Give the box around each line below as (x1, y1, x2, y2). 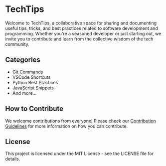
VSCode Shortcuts (12, 74, 51, 80)
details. (5, 156, 20, 162)
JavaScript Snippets (12, 85, 54, 91)
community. (5, 41, 29, 47)
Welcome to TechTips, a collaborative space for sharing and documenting (5, 20, 157, 26)
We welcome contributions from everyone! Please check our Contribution (5, 118, 156, 124)
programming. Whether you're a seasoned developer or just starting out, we (5, 30, 162, 36)
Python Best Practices (12, 79, 58, 85)
